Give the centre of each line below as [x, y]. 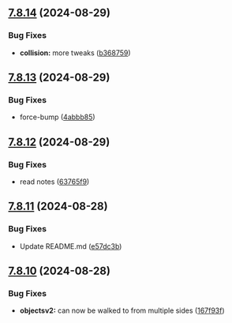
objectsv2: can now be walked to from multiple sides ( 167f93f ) [122, 310]
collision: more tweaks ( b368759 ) [75, 53]
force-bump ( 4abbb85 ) [58, 117]
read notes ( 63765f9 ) [54, 182]
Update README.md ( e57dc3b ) [71, 246]
